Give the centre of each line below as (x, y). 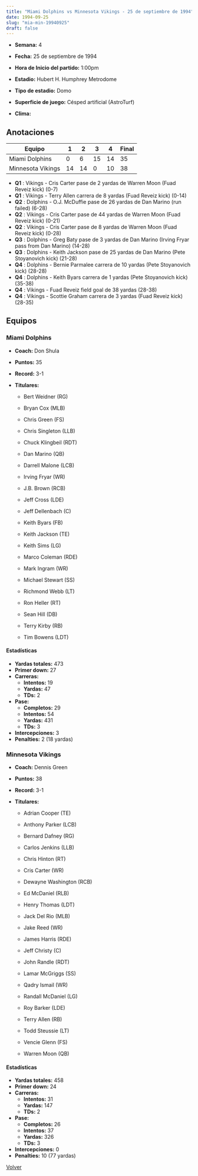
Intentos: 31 (38, 1099)
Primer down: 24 (36, 1087)
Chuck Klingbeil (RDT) (50, 442)
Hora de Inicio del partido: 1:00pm (57, 68)
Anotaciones (30, 132)
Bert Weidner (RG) (46, 396)
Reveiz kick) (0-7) (36, 189)
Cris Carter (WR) (44, 870)
